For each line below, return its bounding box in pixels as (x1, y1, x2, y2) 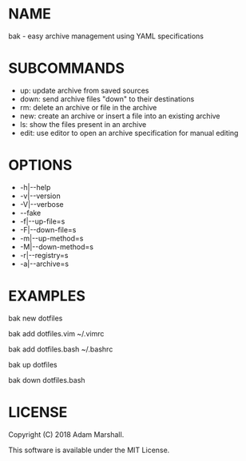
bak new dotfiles (8, 313, 63, 323)
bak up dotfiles (8, 360, 58, 369)
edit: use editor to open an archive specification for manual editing (19, 128, 239, 137)
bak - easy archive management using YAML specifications (8, 31, 204, 41)
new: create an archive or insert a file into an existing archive (19, 111, 221, 121)
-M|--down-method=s (19, 241, 94, 252)
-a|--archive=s (19, 259, 69, 268)
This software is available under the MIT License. (8, 445, 170, 455)
